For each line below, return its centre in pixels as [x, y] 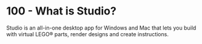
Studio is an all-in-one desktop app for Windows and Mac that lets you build [101, 28]
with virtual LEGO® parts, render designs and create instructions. [87, 34]
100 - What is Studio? [61, 11]
